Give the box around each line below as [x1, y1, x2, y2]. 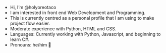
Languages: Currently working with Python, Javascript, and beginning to [10, 31, 161, 37]
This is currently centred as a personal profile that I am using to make [10, 15, 154, 21]
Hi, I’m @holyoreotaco [10, 5, 57, 10]
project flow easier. [10, 20, 50, 26]
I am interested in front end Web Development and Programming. [10, 10, 146, 16]
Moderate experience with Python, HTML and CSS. [10, 26, 117, 32]
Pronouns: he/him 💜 [10, 42, 51, 47]
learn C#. [10, 36, 30, 42]
